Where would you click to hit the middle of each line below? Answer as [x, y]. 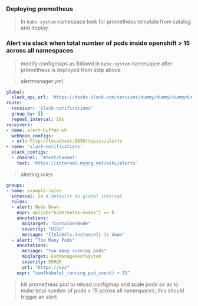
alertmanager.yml [42, 81]
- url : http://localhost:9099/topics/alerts [67, 141]
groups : [16, 185]
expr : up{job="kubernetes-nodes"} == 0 [66, 213]
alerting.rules [37, 174]
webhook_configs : [33, 136]
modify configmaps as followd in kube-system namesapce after [96, 63]
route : [14, 103]
